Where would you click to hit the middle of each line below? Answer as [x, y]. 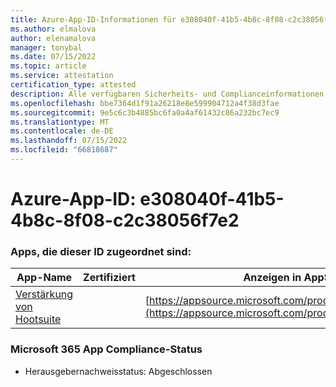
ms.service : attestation [62, 76]
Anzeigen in [272, 278]
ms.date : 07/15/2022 [53, 57]
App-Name [44, 278]
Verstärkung [44, 294]
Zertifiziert [109, 278]
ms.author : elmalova [53, 29]
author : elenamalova [53, 38]
